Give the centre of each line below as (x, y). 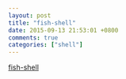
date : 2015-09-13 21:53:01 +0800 (63, 30)
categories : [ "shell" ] (46, 45)
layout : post (30, 15)
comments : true (33, 38)
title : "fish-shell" (42, 23)
